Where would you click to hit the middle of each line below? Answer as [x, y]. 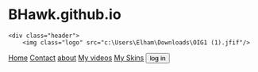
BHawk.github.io [65, 15]
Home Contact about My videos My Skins [76, 58]
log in [158, 58]
